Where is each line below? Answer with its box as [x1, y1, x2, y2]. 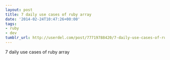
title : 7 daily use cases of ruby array [5, 12, 92, 17]
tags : [5, 21, 17, 26]
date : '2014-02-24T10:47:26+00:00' [5, 16, 80, 21]
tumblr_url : [5, 35, 30, 40]
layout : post [5, 7, 33, 12]
